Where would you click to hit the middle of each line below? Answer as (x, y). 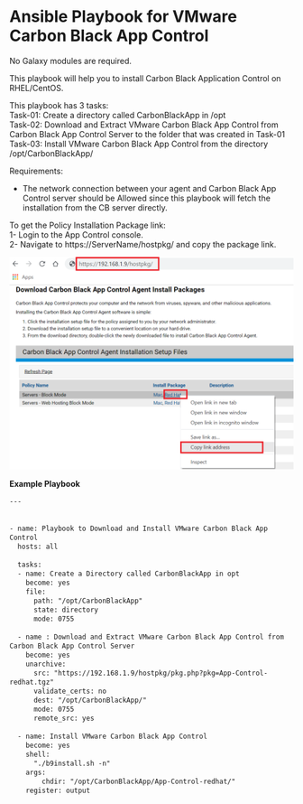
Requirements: (36, 171)
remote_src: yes (64, 719)
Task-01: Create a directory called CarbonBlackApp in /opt (118, 115)
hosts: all (38, 547)
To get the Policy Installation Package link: (88, 225)
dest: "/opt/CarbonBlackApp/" (90, 701)
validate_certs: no (69, 692)
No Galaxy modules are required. (71, 61)
